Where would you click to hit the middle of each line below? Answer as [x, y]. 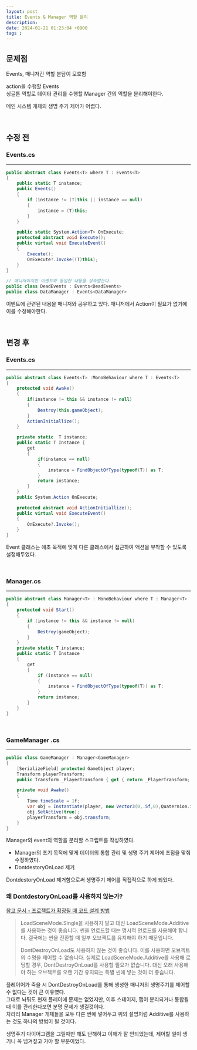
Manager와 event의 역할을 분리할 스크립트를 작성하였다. [70, 840]
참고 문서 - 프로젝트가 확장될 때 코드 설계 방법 [58, 910]
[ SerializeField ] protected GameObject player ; [76, 769]
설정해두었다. [21, 555]
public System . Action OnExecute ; [57, 497]
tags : [14, 33]
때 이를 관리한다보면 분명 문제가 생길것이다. [55, 1007]
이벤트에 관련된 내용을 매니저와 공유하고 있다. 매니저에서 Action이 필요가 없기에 [97, 304]
